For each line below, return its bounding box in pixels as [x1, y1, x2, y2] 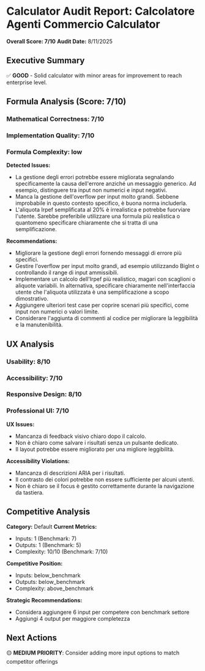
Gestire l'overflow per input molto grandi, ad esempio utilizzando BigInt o [15, 263, 199, 270]
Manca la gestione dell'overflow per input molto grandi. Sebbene [15, 193, 179, 201]
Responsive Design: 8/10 [6, 390, 82, 399]
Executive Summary [6, 55, 85, 66]
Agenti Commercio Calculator [6, 17, 160, 31]
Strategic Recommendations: [6, 596, 83, 604]
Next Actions [6, 632, 57, 643]
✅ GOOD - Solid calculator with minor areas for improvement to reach [6, 72, 182, 79]
